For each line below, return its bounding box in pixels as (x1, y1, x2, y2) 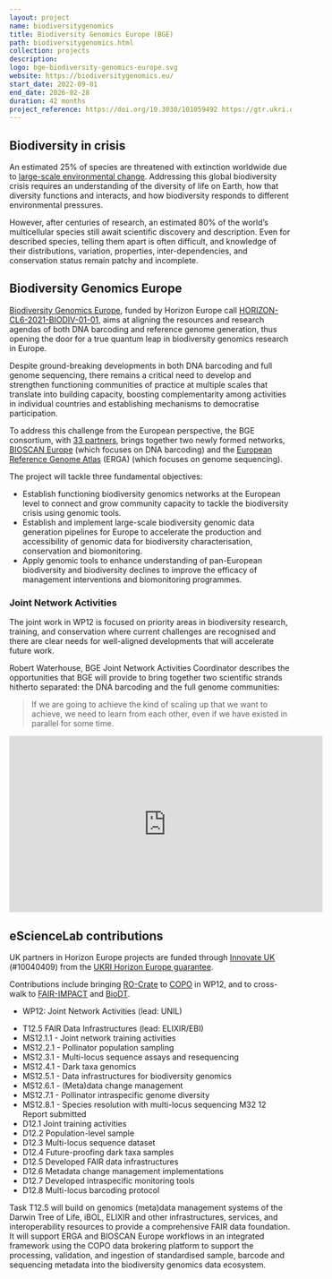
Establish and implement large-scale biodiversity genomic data (21, 517, 255, 528)
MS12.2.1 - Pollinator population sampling (21, 1042, 175, 1052)
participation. (9, 408, 58, 418)
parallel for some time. (30, 718, 115, 729)
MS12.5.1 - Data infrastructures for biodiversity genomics (21, 1070, 233, 1081)
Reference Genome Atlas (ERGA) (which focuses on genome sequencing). (9, 453, 284, 464)
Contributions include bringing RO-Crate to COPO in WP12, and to (9, 978, 252, 990)
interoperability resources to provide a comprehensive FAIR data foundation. (9, 1221, 291, 1232)
